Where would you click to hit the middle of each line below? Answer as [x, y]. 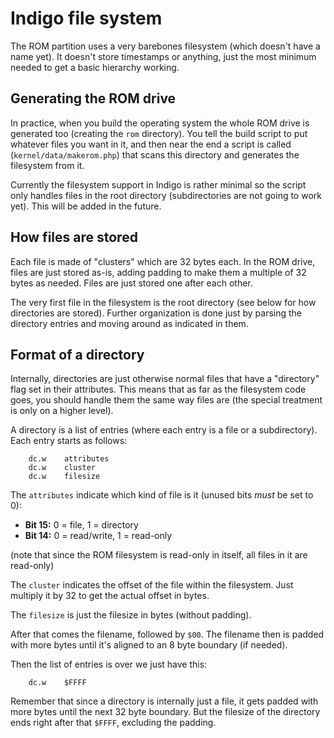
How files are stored [74, 237]
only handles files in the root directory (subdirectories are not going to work [166, 195]
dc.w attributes [69, 459]
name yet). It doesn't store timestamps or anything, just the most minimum [163, 56]
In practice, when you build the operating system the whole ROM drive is [160, 123]
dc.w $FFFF [57, 683]
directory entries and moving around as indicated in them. [129, 323]
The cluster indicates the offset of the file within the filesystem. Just [152, 585]
